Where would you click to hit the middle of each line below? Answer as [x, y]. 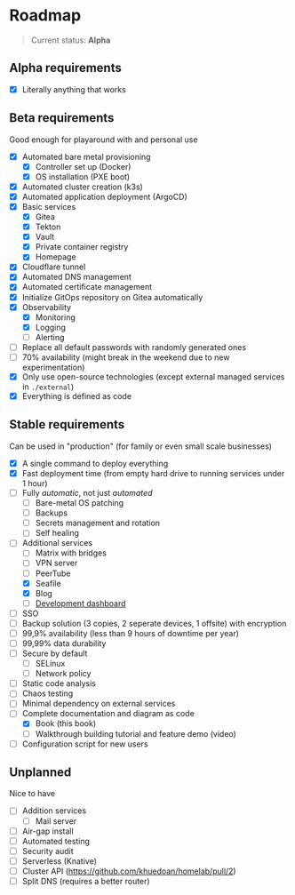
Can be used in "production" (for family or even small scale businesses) [141, 446]
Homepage [56, 257]
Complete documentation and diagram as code [108, 714]
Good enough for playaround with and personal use [104, 140]
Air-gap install [48, 831]
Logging [51, 327]
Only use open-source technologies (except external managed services [153, 376]
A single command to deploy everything [95, 463]
